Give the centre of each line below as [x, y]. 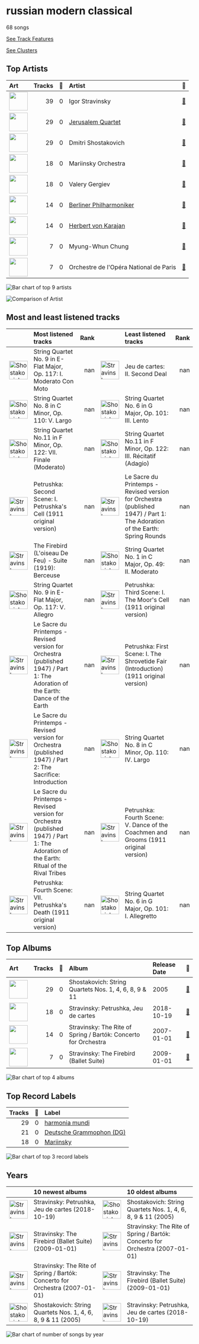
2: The [43, 767]
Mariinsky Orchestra [97, 163]
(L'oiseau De [51, 553]
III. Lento [137, 420]
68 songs [18, 27]
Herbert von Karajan [97, 225]
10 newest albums [60, 1192]
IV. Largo [137, 760]
